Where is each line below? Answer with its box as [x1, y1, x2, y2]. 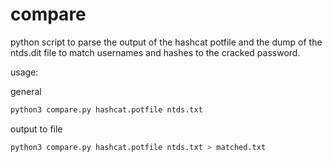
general [10, 85, 42, 97]
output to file [10, 123, 63, 135]
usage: [10, 66, 39, 78]
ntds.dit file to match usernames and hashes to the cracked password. [10, 46, 301, 58]
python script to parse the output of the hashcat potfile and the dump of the [10, 36, 323, 48]
